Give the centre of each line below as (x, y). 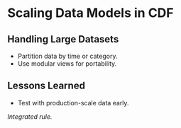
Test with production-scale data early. (73, 103)
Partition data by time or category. (67, 56)
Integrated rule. (30, 116)
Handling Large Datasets (63, 39)
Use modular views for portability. (67, 64)
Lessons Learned (46, 86)
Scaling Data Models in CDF (90, 13)
